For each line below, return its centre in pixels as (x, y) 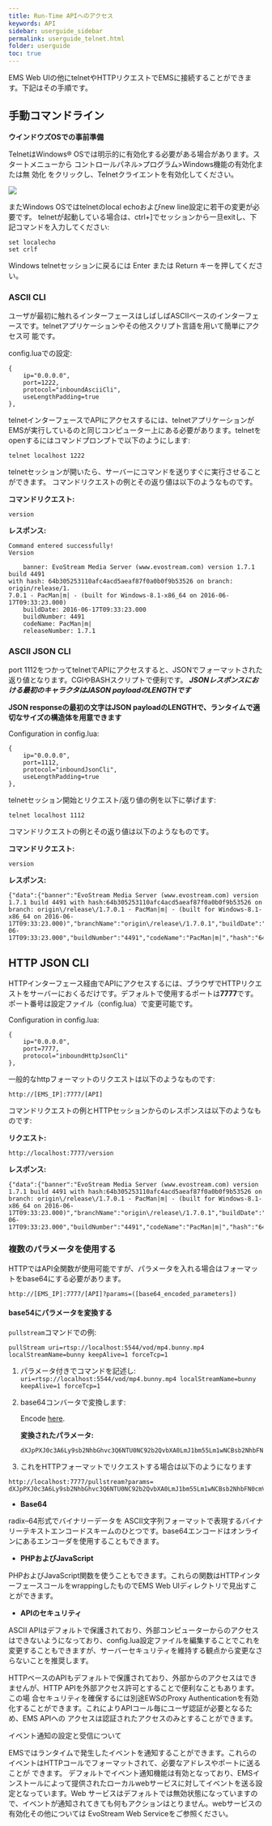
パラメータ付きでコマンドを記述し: (78, 1371)
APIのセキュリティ (51, 1613)
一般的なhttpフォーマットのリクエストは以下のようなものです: (112, 1080)
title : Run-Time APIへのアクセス (61, 16)
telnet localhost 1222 (47, 456)
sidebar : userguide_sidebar (56, 31)
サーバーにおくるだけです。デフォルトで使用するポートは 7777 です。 (144, 994)
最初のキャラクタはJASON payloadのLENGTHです (107, 691)
